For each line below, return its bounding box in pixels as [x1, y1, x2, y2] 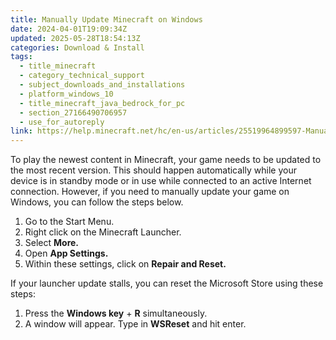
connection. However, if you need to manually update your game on [10, 186, 290, 198]
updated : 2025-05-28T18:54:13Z [10, 33, 141, 43]
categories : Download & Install [10, 42, 145, 53]
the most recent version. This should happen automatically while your [10, 164, 297, 176]
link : [10, 126, 33, 136]
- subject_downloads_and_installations [19, 80, 186, 90]
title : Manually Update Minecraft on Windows [10, 14, 203, 25]
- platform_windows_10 [19, 89, 114, 99]
